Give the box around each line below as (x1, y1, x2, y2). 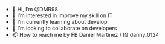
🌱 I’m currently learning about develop (11, 18, 108, 25)
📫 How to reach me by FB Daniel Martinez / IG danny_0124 (11, 32, 160, 38)
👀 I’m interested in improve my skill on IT (11, 12, 113, 19)
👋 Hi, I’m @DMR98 (11, 6, 59, 12)
